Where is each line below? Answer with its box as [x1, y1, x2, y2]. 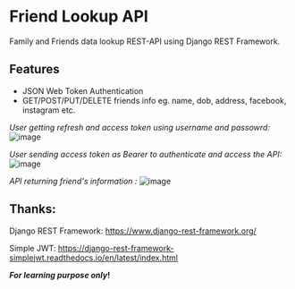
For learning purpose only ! [9, 269, 111, 280]
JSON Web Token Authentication [21, 85, 144, 96]
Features [9, 62, 60, 77]
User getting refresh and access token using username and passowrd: [9, 122, 271, 132]
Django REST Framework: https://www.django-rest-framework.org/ [9, 225, 257, 236]
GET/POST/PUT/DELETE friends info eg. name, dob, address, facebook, [21, 95, 287, 106]
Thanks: [9, 201, 56, 217]
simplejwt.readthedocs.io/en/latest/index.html [9, 252, 179, 263]
